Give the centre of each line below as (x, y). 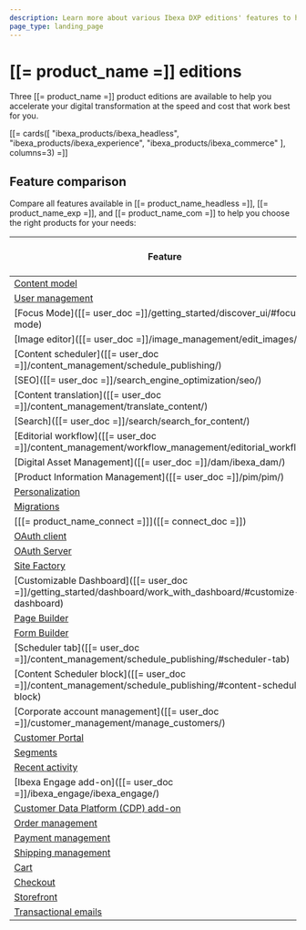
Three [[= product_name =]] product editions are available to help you (141, 97)
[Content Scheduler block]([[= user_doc (100, 674)
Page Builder (41, 618)
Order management (56, 823)
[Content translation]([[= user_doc (88, 395)
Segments (36, 752)
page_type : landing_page (56, 26)
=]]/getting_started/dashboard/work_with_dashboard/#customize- (157, 592)
